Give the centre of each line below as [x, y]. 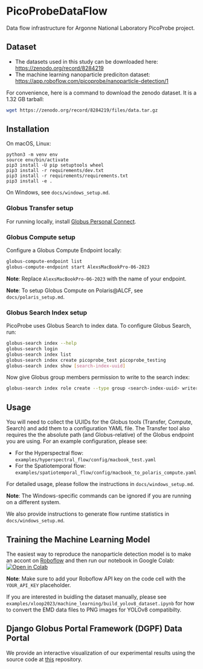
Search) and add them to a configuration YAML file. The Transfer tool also [98, 428]
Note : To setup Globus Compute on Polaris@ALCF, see [75, 290]
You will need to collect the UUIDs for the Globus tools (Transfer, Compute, [99, 422]
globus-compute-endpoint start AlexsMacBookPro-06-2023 [78, 267]
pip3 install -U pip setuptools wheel [55, 165]
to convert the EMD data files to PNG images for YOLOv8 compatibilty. [94, 610]
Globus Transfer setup [40, 208]
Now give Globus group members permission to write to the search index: [98, 378]
